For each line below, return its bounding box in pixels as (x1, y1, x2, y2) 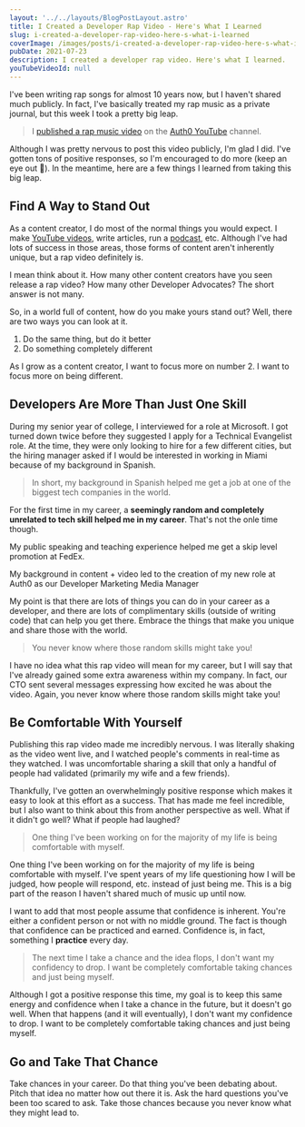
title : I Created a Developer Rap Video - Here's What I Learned (9, 22, 261, 31)
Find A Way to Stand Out (9, 199, 151, 214)
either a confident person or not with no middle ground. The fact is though (9, 915, 288, 926)
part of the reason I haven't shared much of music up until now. (9, 888, 247, 899)
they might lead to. (9, 1107, 80, 1118)
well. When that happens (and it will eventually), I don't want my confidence (9, 1009, 293, 1020)
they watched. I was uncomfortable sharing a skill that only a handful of (9, 758, 277, 769)
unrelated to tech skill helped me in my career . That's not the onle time (9, 514, 279, 525)
